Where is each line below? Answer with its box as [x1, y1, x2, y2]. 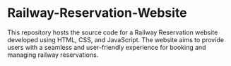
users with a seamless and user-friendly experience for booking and [7, 43, 206, 51]
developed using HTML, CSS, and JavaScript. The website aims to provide [7, 35, 225, 44]
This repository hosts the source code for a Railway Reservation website [7, 28, 218, 37]
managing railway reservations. [7, 51, 99, 59]
